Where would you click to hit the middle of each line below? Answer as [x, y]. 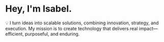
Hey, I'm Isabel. [39, 9]
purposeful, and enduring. [52, 34]
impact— [148, 28]
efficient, [15, 34]
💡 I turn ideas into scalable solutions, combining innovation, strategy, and [82, 23]
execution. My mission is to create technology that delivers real [72, 28]
